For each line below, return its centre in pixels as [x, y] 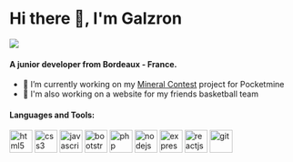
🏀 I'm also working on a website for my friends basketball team [141, 94]
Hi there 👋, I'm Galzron [96, 19]
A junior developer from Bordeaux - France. [93, 64]
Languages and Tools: [52, 115]
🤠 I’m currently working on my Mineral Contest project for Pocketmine [153, 85]
